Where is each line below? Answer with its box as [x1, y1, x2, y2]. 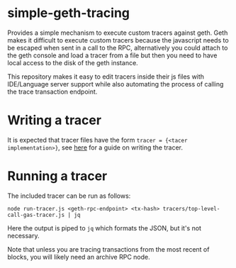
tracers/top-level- [162, 205, 220, 212]
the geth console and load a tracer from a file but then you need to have [7, 51, 218, 60]
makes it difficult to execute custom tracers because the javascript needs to [7, 35, 229, 44]
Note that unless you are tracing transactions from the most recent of [7, 245, 210, 253]
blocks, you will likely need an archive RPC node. [7, 252, 150, 261]
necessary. [7, 231, 40, 240]
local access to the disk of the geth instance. [7, 58, 138, 67]
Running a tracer [7, 168, 108, 184]
